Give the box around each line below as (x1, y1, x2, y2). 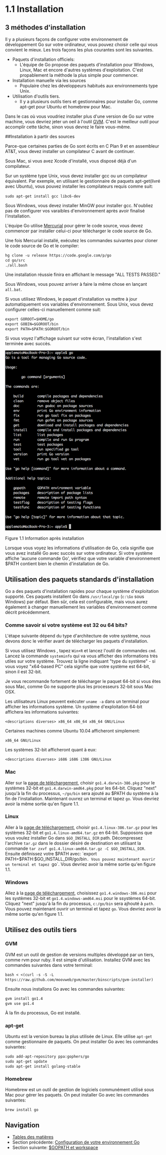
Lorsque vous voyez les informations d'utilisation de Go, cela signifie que (5, 545, 154, 551)
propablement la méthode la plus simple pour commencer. (19, 72, 139, 78)
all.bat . (5, 286, 22, 292)
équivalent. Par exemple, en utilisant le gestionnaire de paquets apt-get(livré (5, 178, 161, 184)
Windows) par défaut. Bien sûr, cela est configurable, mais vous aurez (5, 598, 148, 605)
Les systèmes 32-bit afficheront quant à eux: (5, 747, 97, 753)
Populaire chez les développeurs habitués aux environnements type (19, 83, 158, 89)
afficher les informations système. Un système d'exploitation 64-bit (5, 704, 142, 710)
